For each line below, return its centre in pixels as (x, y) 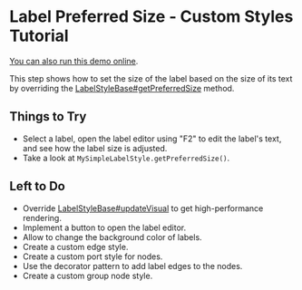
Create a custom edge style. (75, 246)
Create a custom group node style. (88, 275)
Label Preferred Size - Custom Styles (151, 17)
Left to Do (37, 186)
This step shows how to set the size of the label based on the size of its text (151, 78)
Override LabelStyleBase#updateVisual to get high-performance (143, 208)
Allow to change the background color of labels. (112, 237)
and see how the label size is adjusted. (95, 148)
